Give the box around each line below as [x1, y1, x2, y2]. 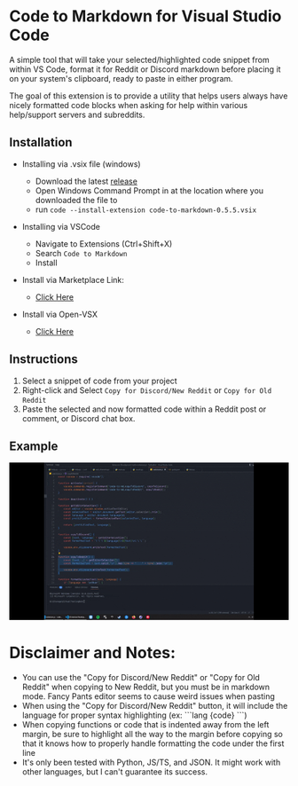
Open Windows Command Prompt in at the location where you [35, 185, 264, 196]
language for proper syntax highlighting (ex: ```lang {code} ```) [21, 710, 247, 720]
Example [9, 438, 59, 453]
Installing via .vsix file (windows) [21, 158, 141, 169]
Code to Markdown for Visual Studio [9, 6, 282, 27]
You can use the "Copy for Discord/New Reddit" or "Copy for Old [21, 672, 260, 682]
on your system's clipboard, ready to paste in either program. [9, 73, 233, 83]
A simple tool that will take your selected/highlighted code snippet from [9, 54, 270, 65]
